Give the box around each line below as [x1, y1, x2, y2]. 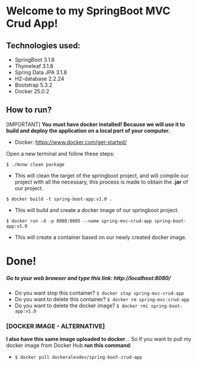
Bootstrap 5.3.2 [14, 81, 53, 89]
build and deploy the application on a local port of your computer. [6, 127, 170, 134]
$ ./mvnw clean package [6, 162, 65, 168]
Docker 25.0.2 [14, 88, 50, 94]
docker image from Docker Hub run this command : [6, 342, 132, 349]
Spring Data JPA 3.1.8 [14, 69, 67, 75]
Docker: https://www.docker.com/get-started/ [14, 138, 127, 146]
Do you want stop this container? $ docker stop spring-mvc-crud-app [14, 289, 185, 296]
